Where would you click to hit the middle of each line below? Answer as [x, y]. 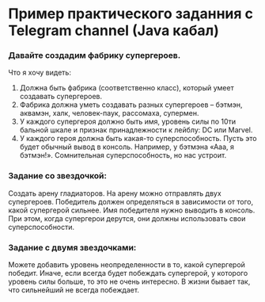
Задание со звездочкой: [58, 176]
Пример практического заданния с [131, 14]
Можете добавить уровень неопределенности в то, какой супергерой [127, 265]
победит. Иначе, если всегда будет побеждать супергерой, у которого [128, 273]
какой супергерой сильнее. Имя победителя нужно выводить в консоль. [132, 210]
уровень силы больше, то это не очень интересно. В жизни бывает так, [129, 281]
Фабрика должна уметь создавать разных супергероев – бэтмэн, [131, 105]
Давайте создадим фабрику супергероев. [95, 55]
